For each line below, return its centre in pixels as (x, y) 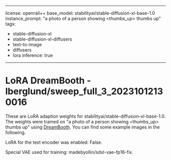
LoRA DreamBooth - (48, 81)
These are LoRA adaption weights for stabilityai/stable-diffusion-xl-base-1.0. (85, 116)
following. (16, 132)
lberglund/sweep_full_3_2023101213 (84, 91)
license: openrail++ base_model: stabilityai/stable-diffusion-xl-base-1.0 (80, 13)
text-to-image (27, 44)
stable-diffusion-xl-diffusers (42, 39)
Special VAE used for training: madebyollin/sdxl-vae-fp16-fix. (69, 152)
